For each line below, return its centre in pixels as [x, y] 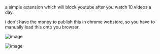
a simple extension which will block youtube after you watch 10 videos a [78, 7]
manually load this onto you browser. [42, 27]
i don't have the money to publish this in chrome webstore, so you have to [80, 22]
